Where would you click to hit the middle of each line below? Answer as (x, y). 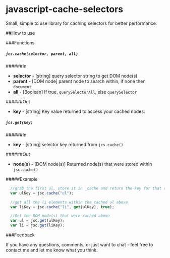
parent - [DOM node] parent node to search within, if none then (79, 81)
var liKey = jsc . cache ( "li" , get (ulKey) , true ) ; (62, 207)
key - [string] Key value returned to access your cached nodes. (79, 111)
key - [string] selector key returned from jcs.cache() (68, 144)
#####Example (22, 179)
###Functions (20, 43)
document (22, 87)
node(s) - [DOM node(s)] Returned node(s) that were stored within (82, 164)
